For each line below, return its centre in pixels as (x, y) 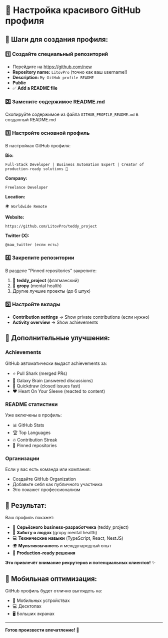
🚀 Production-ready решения (44, 553)
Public (19, 83)
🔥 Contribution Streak (35, 440)
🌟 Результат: (26, 505)
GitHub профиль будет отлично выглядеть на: (54, 590)
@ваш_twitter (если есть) (32, 245)
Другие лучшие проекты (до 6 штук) (51, 291)
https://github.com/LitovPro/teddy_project (51, 227)
